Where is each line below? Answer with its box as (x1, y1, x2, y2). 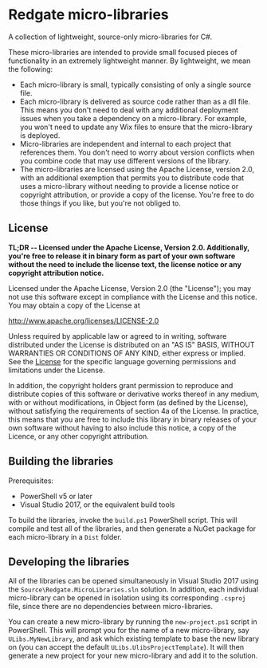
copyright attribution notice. (8, 268, 104, 277)
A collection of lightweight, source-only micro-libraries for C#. (8, 32, 213, 41)
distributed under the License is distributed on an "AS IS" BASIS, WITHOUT (8, 340, 255, 349)
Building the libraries (8, 454, 114, 468)
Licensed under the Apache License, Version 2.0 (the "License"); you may (8, 283, 252, 293)
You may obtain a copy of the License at (8, 301, 141, 310)
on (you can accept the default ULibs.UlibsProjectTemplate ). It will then (8, 642, 245, 652)
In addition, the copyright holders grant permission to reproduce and (8, 380, 234, 390)
